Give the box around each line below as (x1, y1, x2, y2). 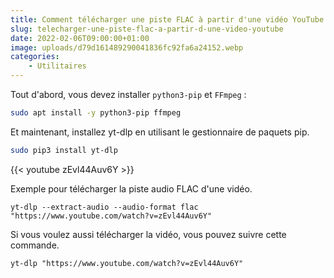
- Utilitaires (28, 61, 87, 71)
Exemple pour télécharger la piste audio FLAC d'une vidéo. (10, 182, 253, 195)
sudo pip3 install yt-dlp (10, 145, 118, 155)
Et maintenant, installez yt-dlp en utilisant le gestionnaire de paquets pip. (10, 126, 310, 138)
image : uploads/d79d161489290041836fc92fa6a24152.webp (10, 42, 244, 53)
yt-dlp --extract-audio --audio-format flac (10, 202, 199, 212)
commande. (10, 239, 60, 251)
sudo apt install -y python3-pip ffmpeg (10, 108, 182, 118)
